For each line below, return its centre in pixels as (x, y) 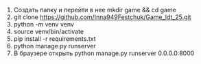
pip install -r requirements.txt (55, 39)
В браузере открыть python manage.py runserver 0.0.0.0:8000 (104, 53)
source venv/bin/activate (49, 31)
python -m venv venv (44, 24)
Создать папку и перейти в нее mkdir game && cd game (95, 10)
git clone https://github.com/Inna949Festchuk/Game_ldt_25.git (102, 17)
